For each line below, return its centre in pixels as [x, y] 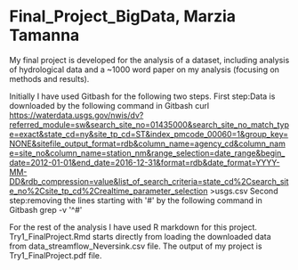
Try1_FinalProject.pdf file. [56, 255]
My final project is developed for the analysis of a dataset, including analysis [149, 60]
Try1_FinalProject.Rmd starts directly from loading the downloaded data [140, 236]
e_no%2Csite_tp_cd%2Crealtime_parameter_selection [109, 191]
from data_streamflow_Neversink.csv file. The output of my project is [136, 246]
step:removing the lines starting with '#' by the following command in [136, 200]
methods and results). [49, 78]
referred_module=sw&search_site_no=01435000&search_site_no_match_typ [149, 124]
